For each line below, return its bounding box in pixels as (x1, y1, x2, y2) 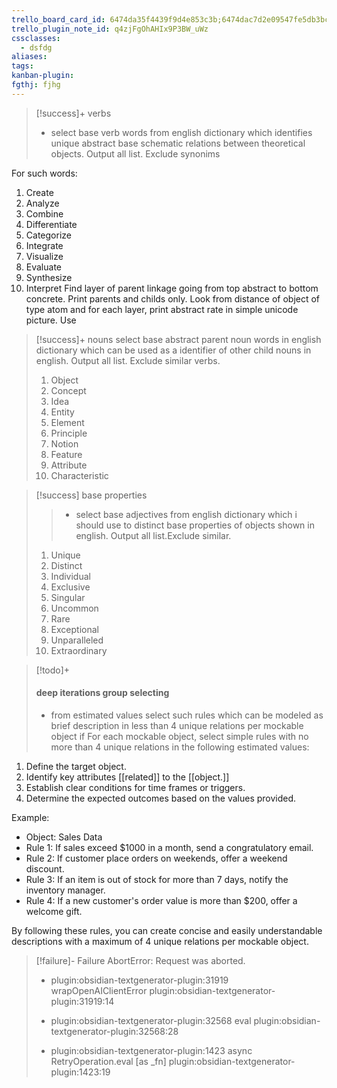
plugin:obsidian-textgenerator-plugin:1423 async (50, 1044, 253, 1056)
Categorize (25, 229, 72, 241)
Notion (50, 437, 79, 450)
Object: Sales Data (25, 831, 103, 843)
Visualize (25, 250, 64, 262)
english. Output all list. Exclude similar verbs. (35, 354, 221, 366)
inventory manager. (25, 884, 106, 896)
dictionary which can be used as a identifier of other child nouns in (35, 344, 312, 356)
